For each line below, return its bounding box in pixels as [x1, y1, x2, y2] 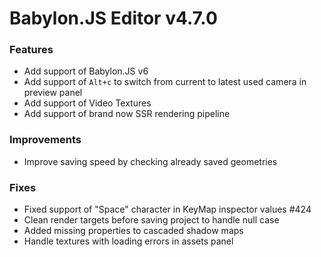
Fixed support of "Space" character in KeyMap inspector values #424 [23, 203, 312, 216]
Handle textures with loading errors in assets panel [23, 235, 234, 247]
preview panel [23, 87, 83, 99]
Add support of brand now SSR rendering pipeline [23, 108, 231, 120]
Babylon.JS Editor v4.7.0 [9, 7, 218, 30]
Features [9, 43, 54, 57]
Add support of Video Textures [23, 97, 152, 109]
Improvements [9, 133, 82, 147]
